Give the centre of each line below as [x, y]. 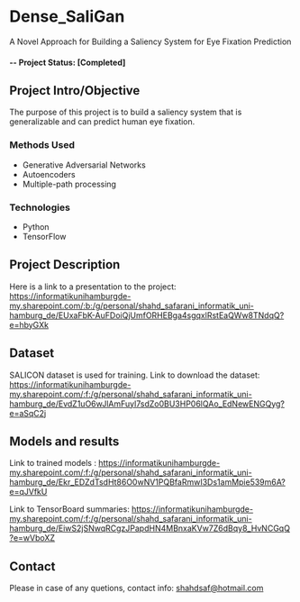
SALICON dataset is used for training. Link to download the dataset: [135, 375]
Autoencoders [49, 174]
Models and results [64, 441]
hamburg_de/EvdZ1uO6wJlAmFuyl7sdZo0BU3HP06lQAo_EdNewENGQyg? [147, 404]
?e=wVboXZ [32, 538]
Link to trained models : [53, 463]
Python [36, 226]
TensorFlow [44, 236]
